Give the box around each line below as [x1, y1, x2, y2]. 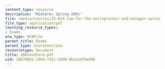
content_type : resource [5, 7, 54, 12]
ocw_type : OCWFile [5, 34, 43, 39]
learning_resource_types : [5, 25, 58, 30]
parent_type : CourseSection [5, 43, 63, 48]
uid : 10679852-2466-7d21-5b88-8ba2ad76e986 [5, 57, 96, 62]
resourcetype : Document [5, 48, 54, 52]
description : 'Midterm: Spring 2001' [5, 12, 82, 17]
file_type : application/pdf [5, 20, 63, 26]
